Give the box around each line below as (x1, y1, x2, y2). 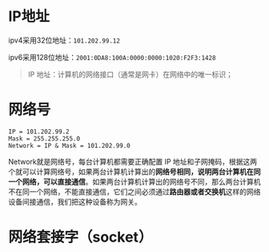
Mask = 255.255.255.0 (8, 134, 81, 143)
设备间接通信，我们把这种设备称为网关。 (8, 197, 142, 206)
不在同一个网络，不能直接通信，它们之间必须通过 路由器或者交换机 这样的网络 (8, 186, 261, 197)
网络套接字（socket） (8, 228, 153, 246)
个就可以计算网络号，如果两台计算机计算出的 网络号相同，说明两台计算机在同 (8, 166, 261, 177)
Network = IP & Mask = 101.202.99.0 (8, 141, 130, 149)
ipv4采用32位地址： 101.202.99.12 (8, 35, 120, 45)
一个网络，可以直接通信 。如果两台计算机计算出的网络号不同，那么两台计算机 (8, 177, 261, 186)
